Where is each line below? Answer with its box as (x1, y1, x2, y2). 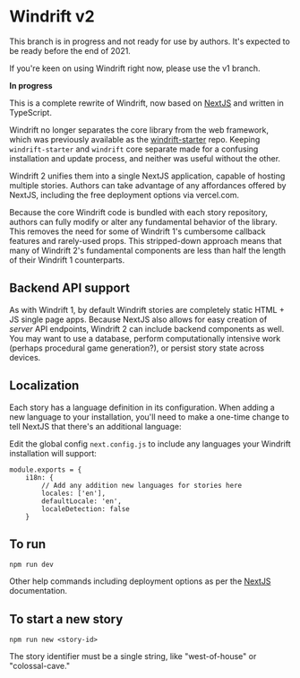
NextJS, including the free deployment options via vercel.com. (9, 189, 240, 200)
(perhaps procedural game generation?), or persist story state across (9, 343, 265, 353)
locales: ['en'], (41, 489, 106, 498)
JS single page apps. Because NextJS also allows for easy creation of (9, 314, 268, 325)
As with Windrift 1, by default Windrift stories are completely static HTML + (9, 304, 285, 315)
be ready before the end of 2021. (9, 45, 132, 56)
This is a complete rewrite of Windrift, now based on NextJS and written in (9, 97, 285, 109)
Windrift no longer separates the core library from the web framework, (9, 124, 270, 135)
